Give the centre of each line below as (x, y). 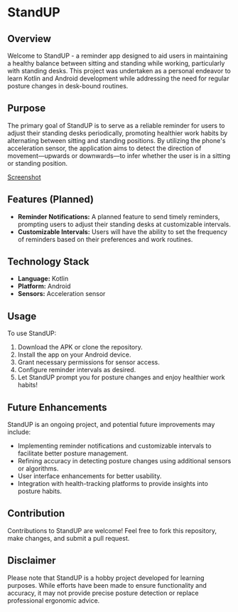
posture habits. (40, 491)
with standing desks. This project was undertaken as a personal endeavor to (119, 71)
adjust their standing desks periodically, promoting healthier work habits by (118, 133)
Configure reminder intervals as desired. (77, 370)
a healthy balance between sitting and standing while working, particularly (116, 63)
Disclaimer (32, 560)
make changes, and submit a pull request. (69, 538)
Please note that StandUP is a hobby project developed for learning (106, 578)
